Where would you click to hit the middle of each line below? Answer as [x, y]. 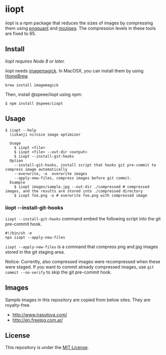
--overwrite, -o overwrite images [51, 174]
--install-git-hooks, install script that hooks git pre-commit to [85, 165]
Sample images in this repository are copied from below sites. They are [78, 300]
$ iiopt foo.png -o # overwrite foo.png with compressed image [81, 195]
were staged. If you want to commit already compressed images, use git [80, 266]
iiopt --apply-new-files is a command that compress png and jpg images [82, 247]
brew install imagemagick [32, 85]
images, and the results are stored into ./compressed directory [74, 191]
